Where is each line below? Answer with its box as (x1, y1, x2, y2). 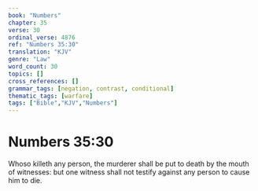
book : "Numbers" (8, 11, 61, 20)
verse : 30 (8, 26, 41, 34)
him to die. (8, 176, 42, 185)
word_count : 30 (8, 63, 58, 71)
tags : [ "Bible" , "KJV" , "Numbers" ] (8, 99, 118, 107)
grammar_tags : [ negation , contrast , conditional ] (8, 84, 175, 93)
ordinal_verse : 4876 (8, 33, 76, 42)
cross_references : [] (8, 77, 79, 85)
